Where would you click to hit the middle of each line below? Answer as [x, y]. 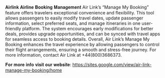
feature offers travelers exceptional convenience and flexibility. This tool [80, 13]
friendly [13, 29]
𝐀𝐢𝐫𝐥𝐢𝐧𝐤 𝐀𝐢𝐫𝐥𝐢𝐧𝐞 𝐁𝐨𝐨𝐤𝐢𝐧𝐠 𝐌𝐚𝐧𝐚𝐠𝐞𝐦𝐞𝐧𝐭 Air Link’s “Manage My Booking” [77, 7]
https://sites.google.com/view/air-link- [112, 65]
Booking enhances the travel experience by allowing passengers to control [82, 44]
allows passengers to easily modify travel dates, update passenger [74, 18]
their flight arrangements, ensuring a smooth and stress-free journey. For [81, 50]
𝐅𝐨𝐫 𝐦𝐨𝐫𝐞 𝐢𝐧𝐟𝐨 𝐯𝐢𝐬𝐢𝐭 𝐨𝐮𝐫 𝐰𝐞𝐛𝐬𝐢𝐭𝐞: [38, 65]
